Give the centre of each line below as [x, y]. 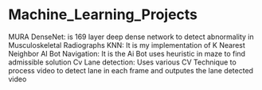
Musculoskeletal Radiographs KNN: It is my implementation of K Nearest [127, 45]
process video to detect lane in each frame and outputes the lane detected [131, 70]
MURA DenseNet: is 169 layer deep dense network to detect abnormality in [131, 37]
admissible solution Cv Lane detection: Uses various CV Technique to [122, 62]
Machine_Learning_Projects [103, 15]
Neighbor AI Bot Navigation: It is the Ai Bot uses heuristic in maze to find [127, 53]
